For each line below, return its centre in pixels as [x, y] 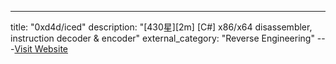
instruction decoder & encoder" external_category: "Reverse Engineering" [162, 38]
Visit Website [41, 49]
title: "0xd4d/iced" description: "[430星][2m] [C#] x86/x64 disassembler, [161, 27]
